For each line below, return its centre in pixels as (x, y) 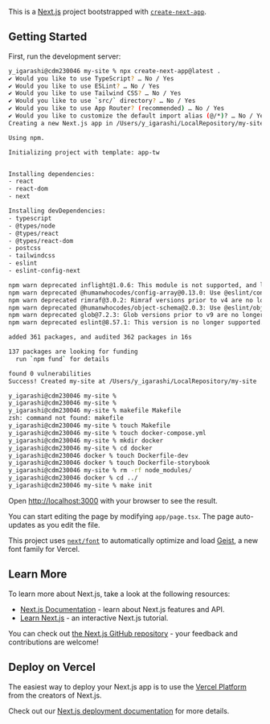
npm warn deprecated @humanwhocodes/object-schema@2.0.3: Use (115, 308)
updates (22, 524)
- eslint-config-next (45, 271)
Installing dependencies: (51, 174)
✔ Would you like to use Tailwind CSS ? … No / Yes (95, 93)
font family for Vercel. (44, 549)
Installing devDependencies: (57, 211)
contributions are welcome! (53, 642)
